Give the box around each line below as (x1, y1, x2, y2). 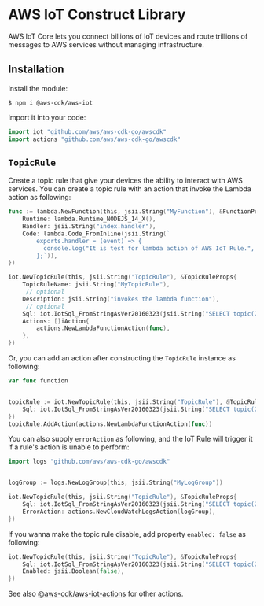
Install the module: (8, 83, 68, 93)
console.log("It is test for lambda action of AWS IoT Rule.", (42, 244, 255, 253)
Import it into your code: (8, 113, 86, 122)
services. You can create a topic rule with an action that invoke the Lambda (8, 184, 251, 194)
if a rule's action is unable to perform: (8, 442, 130, 452)
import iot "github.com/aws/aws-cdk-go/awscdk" (8, 127, 167, 135)
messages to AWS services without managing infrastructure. (8, 39, 204, 49)
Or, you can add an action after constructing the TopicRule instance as (8, 353, 236, 363)
